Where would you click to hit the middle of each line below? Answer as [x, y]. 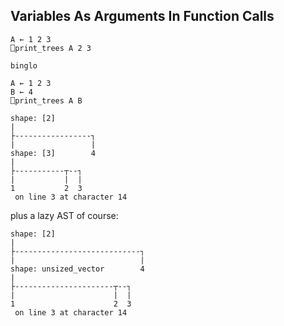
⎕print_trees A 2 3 [51, 48]
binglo [24, 65]
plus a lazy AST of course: [64, 215]
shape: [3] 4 [53, 153]
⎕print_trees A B [46, 100]
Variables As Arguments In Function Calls [142, 16]
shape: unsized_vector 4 [77, 269]
